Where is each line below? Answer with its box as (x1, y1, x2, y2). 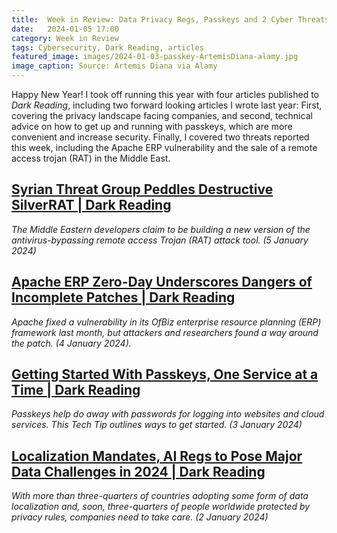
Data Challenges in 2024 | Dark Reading (11, 463, 266, 480)
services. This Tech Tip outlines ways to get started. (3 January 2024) (11, 419, 303, 431)
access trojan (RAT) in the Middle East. (11, 152, 171, 164)
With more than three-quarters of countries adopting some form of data (11, 490, 309, 502)
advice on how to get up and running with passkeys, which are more (11, 121, 293, 132)
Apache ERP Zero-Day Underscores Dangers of (11, 274, 313, 291)
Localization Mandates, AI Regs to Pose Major (11, 447, 303, 465)
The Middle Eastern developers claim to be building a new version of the (11, 223, 311, 235)
